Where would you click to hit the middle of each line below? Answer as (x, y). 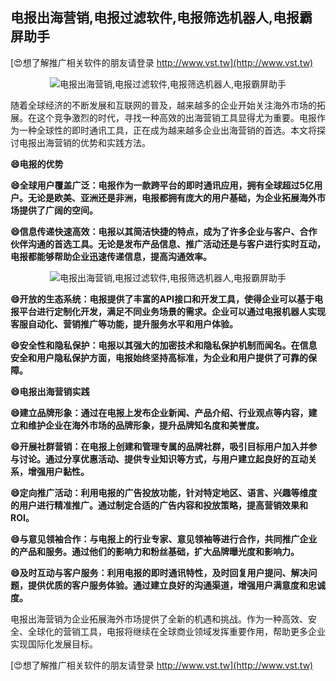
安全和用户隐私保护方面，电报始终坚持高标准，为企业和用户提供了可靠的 (159, 357)
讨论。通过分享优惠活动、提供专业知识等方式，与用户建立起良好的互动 (163, 459)
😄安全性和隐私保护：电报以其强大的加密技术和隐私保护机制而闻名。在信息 (164, 345)
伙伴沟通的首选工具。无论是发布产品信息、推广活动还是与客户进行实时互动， (168, 244)
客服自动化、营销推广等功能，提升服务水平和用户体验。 (124, 324)
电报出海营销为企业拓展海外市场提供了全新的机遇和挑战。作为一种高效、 (159, 619)
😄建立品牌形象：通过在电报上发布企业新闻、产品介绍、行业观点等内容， (159, 412)
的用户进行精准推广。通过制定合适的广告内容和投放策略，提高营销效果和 (159, 505)
